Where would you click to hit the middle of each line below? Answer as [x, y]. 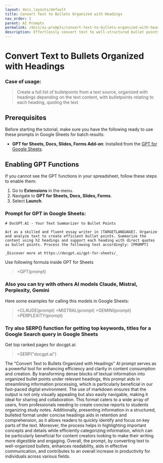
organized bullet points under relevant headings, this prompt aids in [73, 379]
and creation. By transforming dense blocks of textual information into [75, 374]
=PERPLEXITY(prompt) [40, 315]
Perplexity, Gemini [27, 290]
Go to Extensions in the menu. [43, 191]
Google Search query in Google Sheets [52, 334]
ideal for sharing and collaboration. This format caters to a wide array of [77, 399]
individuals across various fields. [38, 456]
